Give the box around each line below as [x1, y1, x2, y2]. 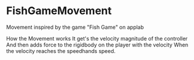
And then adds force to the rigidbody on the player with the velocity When [6, 41, 189, 48]
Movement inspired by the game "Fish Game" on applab [6, 24, 144, 31]
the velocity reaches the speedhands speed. [6, 47, 116, 54]
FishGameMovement [6, 4, 112, 18]
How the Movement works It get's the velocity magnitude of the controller [6, 35, 188, 42]
